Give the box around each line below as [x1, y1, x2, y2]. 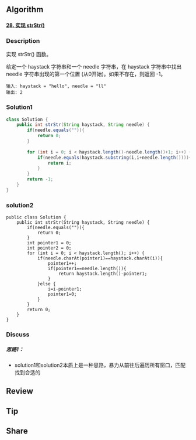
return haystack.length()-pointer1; [58, 271, 148, 277]
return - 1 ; [27, 176, 54, 182]
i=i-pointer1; [47, 286, 82, 292]
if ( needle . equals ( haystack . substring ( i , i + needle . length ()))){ [37, 155, 192, 161]
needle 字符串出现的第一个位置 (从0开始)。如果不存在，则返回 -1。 [6, 70, 166, 78]
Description [6, 36, 40, 45]
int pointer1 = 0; [27, 240, 72, 246]
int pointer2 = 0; [27, 245, 72, 251]
